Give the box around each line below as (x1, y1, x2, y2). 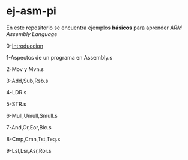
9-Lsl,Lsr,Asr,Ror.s (6, 147, 52, 154)
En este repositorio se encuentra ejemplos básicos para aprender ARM (6, 24, 182, 31)
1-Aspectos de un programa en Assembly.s (6, 54, 113, 61)
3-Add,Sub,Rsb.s (6, 77, 49, 84)
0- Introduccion (6, 42, 44, 49)
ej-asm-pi (6, 4, 57, 18)
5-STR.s (6, 100, 27, 108)
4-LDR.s (6, 88, 27, 96)
